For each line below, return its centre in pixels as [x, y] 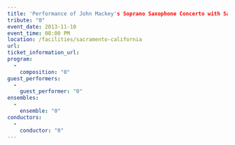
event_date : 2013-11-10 [42, 26]
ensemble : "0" [40, 111]
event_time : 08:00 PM [39, 33]
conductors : [24, 117]
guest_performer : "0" [51, 91]
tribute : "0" [26, 20]
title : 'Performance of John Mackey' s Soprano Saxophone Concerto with [114, 14]
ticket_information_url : [43, 53]
